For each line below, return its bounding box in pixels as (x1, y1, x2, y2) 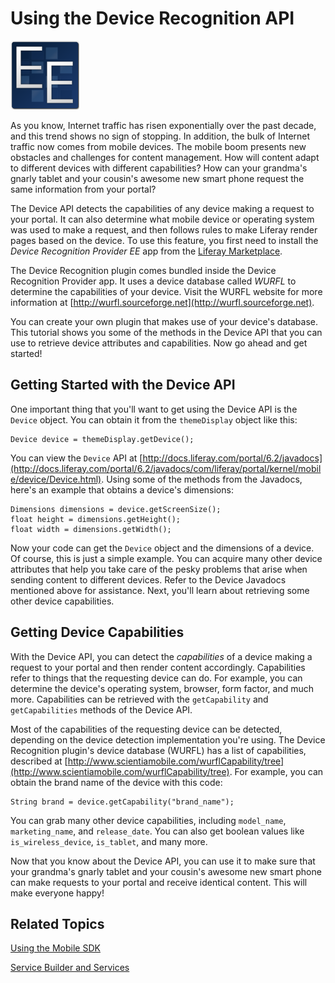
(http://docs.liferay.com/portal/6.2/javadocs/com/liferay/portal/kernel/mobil (10, 462, 322, 474)
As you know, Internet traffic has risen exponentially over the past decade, (10, 119, 317, 131)
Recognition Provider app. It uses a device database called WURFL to (10, 275, 297, 287)
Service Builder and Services (10, 962, 130, 974)
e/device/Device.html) (10, 473, 102, 485)
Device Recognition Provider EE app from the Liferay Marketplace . (10, 245, 283, 257)
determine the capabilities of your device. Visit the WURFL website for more (10, 285, 323, 297)
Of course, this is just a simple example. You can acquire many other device (10, 552, 323, 564)
